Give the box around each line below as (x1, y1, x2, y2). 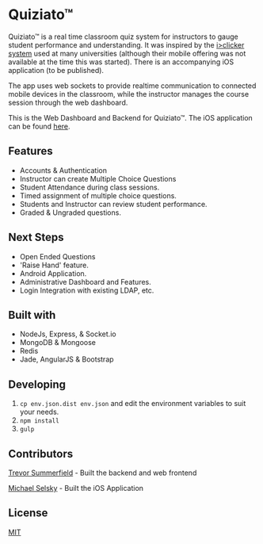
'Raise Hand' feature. (19, 260, 89, 270)
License (8, 506, 48, 520)
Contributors (8, 446, 74, 461)
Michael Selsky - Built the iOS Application (8, 484, 144, 492)
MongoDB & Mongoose (19, 338, 97, 347)
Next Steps (8, 231, 64, 244)
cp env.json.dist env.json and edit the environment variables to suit (19, 399, 246, 408)
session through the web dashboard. (8, 98, 128, 107)
